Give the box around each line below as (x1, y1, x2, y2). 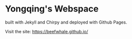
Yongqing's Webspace (5, 3, 99, 14)
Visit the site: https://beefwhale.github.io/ (5, 28, 89, 34)
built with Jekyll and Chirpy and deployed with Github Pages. (5, 19, 128, 25)
